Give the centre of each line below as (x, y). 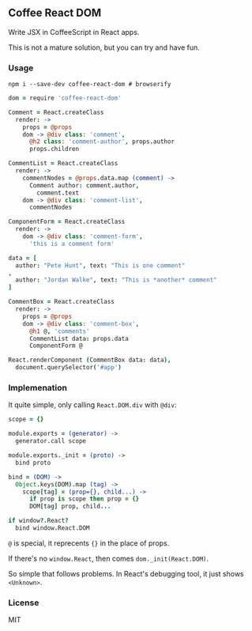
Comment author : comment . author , (84, 185)
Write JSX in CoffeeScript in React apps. (74, 32)
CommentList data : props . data (79, 338)
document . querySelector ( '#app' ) (69, 368)
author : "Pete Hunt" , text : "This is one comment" (100, 265)
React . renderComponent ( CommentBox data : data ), (90, 360)
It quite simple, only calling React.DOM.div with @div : (92, 405)
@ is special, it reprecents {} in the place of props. (89, 543)
